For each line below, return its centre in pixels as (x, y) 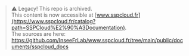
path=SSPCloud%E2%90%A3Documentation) (68, 27)
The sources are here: (38, 34)
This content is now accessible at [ (54, 15)
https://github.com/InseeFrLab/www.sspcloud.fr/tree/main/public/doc (97, 40)
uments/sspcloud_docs (40, 46)
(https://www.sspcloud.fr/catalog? (53, 21)
